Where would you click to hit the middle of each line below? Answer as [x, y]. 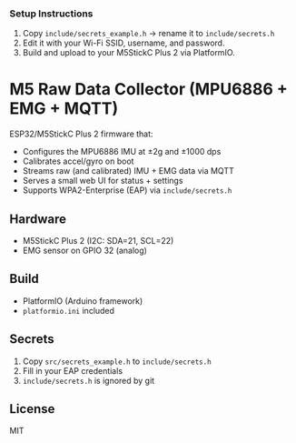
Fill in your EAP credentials [73, 370]
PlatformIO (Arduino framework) [83, 301]
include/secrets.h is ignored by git [89, 380]
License [32, 409]
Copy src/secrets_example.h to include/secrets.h [117, 361]
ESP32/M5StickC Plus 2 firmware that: [81, 134]
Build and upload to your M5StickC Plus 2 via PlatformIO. [129, 53]
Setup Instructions [51, 14]
